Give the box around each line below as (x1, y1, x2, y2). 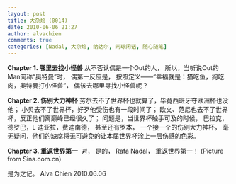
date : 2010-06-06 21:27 (7, 23, 78, 30)
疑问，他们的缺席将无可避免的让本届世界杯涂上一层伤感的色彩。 (13, 132, 200, 140)
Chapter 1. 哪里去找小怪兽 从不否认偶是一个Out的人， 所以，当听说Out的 (7, 64, 219, 71)
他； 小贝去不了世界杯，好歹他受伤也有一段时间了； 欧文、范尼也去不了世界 (7, 105, 228, 113)
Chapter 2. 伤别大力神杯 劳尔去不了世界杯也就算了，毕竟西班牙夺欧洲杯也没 (7, 96, 229, 105)
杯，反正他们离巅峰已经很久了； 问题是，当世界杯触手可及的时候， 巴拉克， (7, 114, 228, 122)
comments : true (7, 37, 52, 44)
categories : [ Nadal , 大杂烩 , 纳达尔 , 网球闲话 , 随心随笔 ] (7, 43, 167, 50)
